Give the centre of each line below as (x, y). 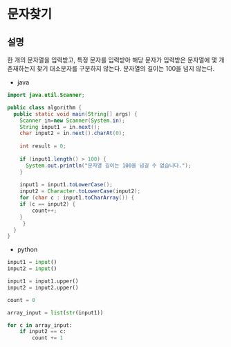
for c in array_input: (40, 325)
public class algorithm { (44, 107)
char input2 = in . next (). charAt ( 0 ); (73, 133)
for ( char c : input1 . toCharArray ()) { (77, 198)
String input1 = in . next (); (60, 127)
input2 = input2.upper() (43, 287)
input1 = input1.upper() (43, 281)
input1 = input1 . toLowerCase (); (66, 185)
